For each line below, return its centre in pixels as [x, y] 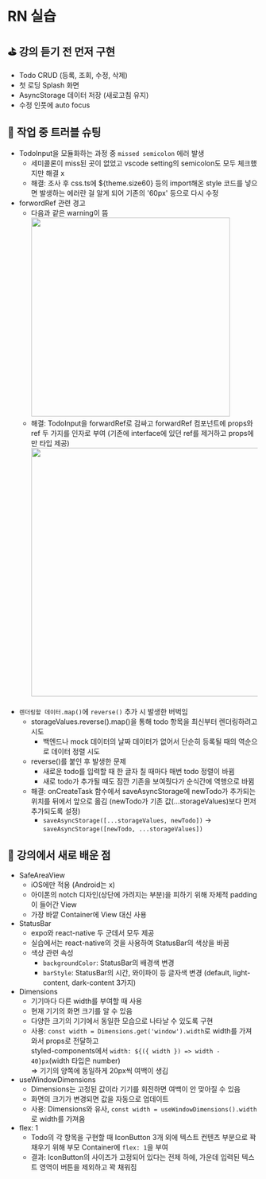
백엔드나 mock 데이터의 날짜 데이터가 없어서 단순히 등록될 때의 [140, 741]
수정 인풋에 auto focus [54, 105]
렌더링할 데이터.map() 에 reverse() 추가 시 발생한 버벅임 [103, 711]
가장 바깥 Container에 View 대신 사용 [89, 914]
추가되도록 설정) [56, 811]
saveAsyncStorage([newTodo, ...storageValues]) [123, 829]
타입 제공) [54, 443]
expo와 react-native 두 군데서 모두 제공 [93, 932]
